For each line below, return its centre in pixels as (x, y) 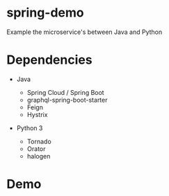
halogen (39, 156)
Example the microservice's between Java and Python (84, 32)
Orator (36, 149)
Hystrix (37, 114)
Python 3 (30, 128)
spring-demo (45, 13)
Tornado (39, 141)
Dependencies (49, 60)
